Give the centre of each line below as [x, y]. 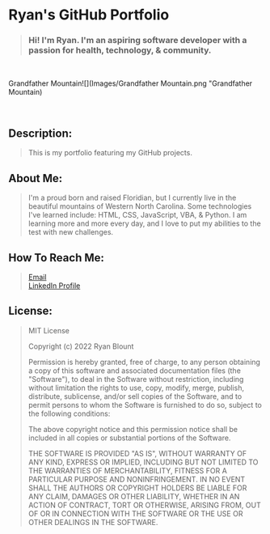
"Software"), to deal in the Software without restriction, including [136, 379]
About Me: [36, 178]
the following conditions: [69, 413]
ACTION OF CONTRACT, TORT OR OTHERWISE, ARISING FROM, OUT [144, 505]
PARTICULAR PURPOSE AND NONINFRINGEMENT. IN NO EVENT [137, 479]
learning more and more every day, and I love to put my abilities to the [144, 223]
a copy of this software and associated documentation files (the [134, 371]
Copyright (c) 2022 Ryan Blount [81, 346]
